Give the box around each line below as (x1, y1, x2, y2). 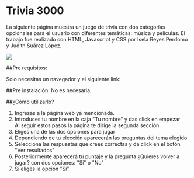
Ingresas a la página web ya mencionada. (14, 109, 115, 116)
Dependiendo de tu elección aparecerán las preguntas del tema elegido (14, 134, 188, 141)
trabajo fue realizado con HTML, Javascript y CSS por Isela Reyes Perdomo (6, 36, 188, 43)
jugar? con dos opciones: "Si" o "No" (14, 159, 104, 166)
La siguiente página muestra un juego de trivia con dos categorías (6, 23, 165, 30)
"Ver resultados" (14, 146, 55, 153)
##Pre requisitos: (6, 64, 48, 71)
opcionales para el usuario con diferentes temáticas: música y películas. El (6, 29, 186, 36)
